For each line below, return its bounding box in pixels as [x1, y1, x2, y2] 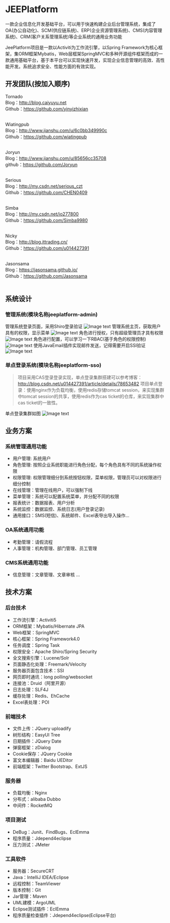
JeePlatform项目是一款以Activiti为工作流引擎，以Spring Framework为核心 [5, 44, 158, 50]
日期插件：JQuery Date [12, 738, 62, 744]
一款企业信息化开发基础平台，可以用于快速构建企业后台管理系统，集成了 [5, 21, 156, 27]
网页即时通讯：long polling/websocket [12, 674, 93, 680]
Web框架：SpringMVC [12, 629, 60, 635]
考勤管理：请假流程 [12, 539, 53, 545]
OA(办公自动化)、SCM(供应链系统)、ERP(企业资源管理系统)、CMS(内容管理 [5, 27, 162, 33]
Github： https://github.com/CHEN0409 [5, 189, 88, 196]
